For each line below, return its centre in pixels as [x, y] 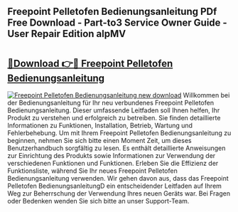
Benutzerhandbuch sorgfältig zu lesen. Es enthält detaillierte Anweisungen [117, 148]
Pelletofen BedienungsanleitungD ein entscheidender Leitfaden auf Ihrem [115, 186]
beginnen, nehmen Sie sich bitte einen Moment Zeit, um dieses [99, 141]
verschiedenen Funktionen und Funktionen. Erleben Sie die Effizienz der [113, 163]
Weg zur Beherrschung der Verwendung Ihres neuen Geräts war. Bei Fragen [119, 194]
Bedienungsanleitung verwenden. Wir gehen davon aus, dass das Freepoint [118, 178]
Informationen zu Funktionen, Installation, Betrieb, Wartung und [100, 125]
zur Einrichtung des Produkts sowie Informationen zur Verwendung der [112, 155]
